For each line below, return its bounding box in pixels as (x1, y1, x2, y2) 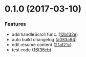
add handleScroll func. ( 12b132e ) (11, 31, 78, 37)
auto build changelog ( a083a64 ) (11, 37, 77, 43)
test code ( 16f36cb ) (11, 47, 52, 53)
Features (4, 21, 26, 28)
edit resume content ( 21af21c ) (11, 42, 72, 48)
